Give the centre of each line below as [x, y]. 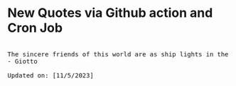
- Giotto [22, 61]
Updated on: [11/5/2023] [50, 75]
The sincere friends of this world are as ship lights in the [118, 54]
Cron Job [35, 28]
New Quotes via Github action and [110, 13]
